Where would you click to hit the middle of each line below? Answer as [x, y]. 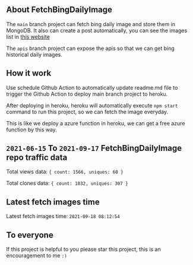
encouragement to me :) [37, 255]
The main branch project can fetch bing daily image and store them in [91, 24]
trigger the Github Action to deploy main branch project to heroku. [87, 94]
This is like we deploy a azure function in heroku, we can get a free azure [96, 123]
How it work [29, 73]
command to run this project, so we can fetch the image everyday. [87, 112]
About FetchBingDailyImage [59, 10]
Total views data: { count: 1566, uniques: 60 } [65, 172]
